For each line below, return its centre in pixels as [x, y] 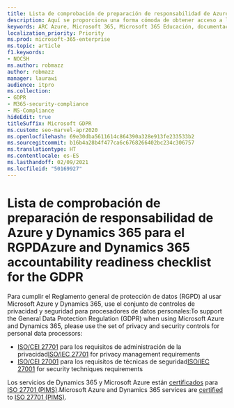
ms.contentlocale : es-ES [43, 156]
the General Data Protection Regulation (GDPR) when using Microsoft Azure [116, 318]
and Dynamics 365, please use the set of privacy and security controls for [114, 326]
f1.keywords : [26, 53]
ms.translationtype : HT [42, 149]
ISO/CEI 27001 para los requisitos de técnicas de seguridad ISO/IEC [114, 361]
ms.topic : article [34, 46]
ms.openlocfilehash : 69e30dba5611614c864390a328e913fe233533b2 [101, 136]
